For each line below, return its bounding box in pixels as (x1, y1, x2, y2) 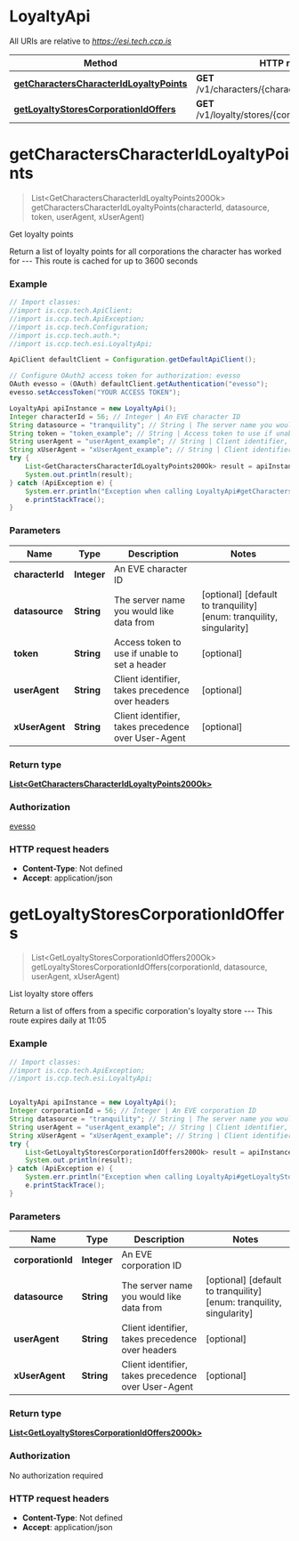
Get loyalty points (9, 229, 74, 239)
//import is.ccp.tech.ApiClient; (9, 306, 133, 315)
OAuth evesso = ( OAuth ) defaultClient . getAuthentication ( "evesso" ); (9, 380, 269, 389)
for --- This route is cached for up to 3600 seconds (9, 255, 198, 266)
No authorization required (9, 1470, 104, 1480)
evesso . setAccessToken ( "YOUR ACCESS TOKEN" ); (9, 388, 181, 397)
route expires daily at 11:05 (9, 1015, 107, 1026)
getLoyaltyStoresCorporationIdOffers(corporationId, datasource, (30, 961, 268, 972)
